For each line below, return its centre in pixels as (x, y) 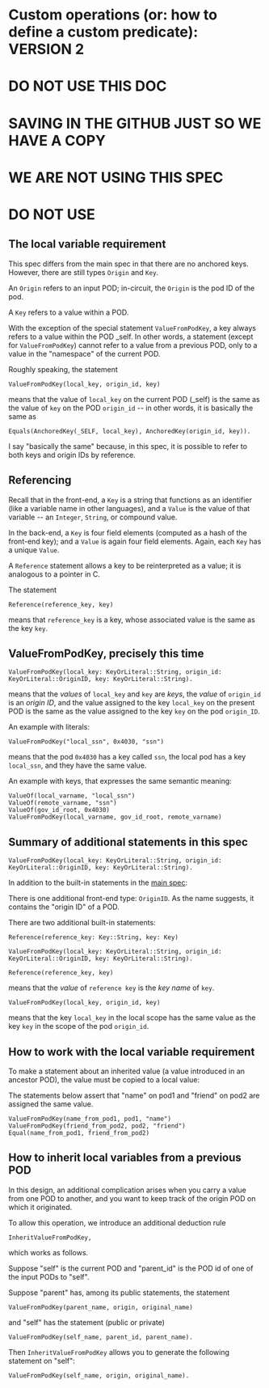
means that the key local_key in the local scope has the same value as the (132, 1018)
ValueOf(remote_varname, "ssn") (63, 803)
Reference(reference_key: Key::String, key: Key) (94, 937)
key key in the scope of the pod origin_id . (79, 1026)
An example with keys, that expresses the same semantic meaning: (120, 781)
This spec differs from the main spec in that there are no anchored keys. (128, 264)
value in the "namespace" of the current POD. (84, 353)
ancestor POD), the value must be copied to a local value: (104, 1080)
